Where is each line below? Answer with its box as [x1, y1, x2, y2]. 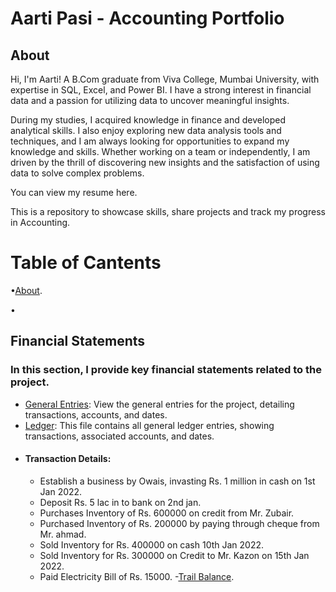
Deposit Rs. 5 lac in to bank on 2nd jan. [39, 496, 202, 508]
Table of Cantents [10, 252, 162, 274]
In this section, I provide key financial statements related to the [10, 363, 322, 377]
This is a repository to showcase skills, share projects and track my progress [10, 206, 326, 217]
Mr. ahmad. [39, 528, 87, 540]
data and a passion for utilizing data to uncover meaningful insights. [10, 95, 290, 106]
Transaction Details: [24, 453, 112, 465]
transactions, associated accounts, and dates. [24, 430, 215, 442]
